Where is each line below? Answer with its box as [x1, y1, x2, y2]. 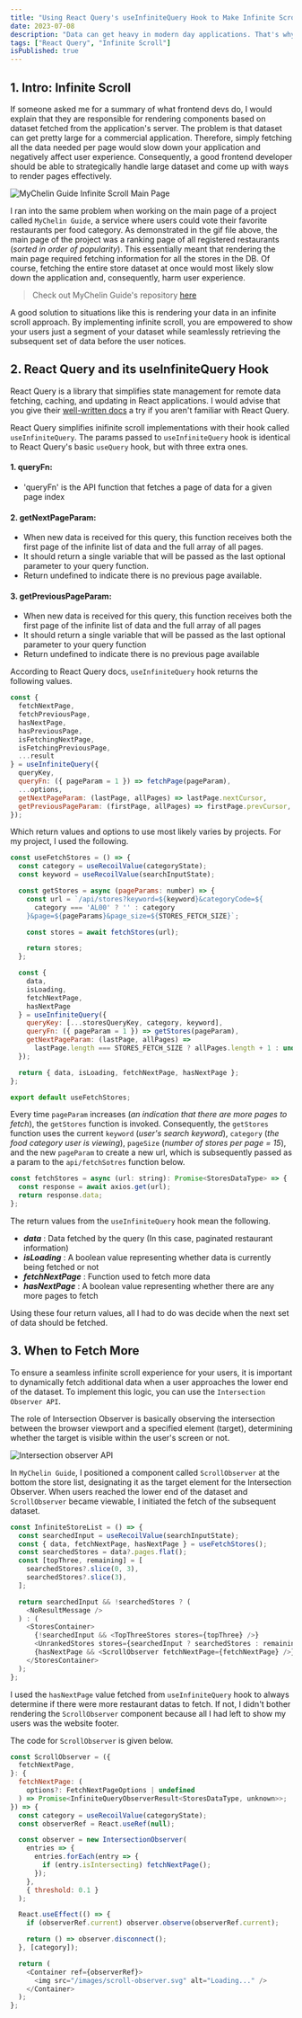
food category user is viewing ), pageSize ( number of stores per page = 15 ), [10, 1138, 287, 1149]
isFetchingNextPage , [18, 734, 95, 744]
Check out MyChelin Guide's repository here [31, 289, 197, 300]
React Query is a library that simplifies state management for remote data [10, 386, 281, 396]
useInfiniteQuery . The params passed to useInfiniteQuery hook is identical [10, 431, 290, 442]
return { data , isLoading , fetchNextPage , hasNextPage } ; [18, 1068, 240, 1077]
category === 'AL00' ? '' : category [33, 902, 176, 912]
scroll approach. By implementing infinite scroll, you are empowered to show [10, 316, 293, 327]
